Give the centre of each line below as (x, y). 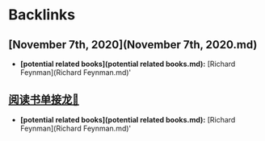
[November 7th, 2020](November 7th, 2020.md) (133, 45)
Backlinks (42, 15)
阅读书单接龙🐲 (44, 100)
